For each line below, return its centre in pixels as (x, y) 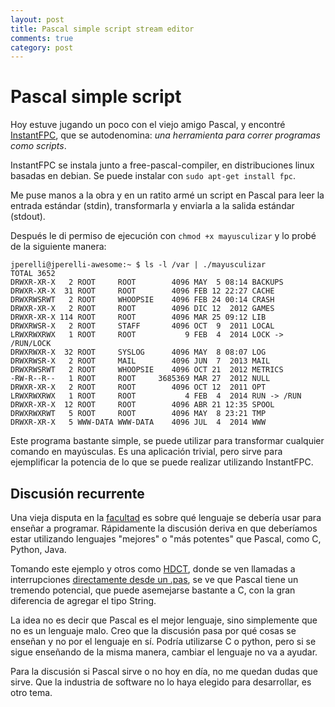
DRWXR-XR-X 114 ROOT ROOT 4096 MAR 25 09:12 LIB (138, 317)
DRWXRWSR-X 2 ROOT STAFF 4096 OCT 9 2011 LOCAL (142, 326)
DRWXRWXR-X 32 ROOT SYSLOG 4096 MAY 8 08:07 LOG (138, 352)
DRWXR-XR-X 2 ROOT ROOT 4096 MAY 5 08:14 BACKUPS (147, 282)
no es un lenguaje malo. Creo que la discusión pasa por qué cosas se (153, 630)
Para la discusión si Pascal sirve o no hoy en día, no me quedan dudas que (164, 671)
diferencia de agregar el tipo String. (83, 600)
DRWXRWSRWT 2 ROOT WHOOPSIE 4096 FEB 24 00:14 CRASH (142, 300)
